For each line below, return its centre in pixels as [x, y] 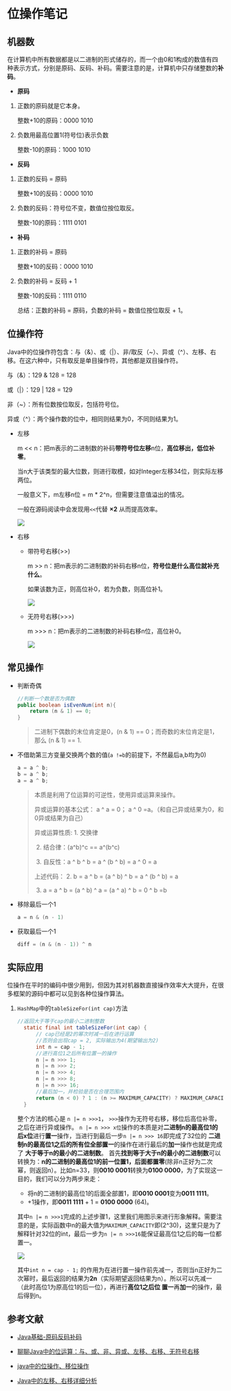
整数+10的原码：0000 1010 [55, 120]
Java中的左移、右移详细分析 [57, 1381]
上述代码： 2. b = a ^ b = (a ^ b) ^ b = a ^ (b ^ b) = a [106, 876]
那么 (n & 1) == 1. [58, 740]
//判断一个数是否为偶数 [46, 698]
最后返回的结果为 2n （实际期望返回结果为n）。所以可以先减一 [126, 1278]
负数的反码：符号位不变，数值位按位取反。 [77, 208]
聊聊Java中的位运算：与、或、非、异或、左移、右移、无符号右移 [108, 1352]
